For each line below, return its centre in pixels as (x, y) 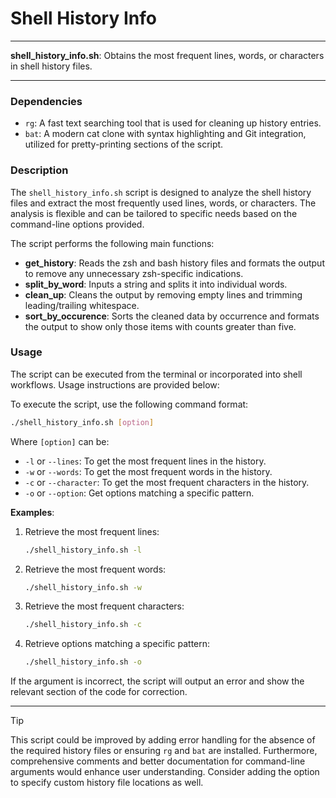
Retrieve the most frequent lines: (92, 531)
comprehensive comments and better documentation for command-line (158, 761)
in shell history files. (51, 66)
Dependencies (46, 101)
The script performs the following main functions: (112, 243)
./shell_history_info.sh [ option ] (82, 422)
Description (39, 170)
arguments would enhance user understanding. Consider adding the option (165, 772)
